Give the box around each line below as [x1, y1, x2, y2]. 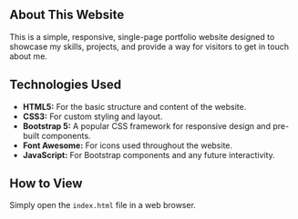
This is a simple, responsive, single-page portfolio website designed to [9, 31, 275, 42]
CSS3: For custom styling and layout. [22, 111, 163, 122]
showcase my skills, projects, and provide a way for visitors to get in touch [9, 41, 290, 52]
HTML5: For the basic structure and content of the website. [22, 101, 247, 112]
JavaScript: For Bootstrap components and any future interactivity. [22, 149, 275, 160]
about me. [9, 50, 48, 62]
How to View [9, 176, 83, 192]
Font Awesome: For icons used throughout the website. [22, 140, 233, 151]
